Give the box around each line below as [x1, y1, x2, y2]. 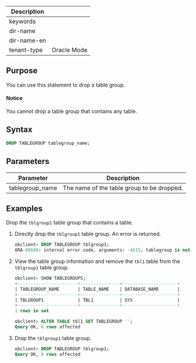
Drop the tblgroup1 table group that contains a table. [6, 219, 133, 226]
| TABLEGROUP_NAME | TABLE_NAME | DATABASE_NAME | [14, 286, 180, 292]
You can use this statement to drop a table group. [6, 81, 125, 88]
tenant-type [9, 46, 43, 54]
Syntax [6, 125, 33, 135]
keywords [9, 18, 36, 25]
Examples [6, 203, 43, 213]
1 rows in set [14, 308, 49, 314]
